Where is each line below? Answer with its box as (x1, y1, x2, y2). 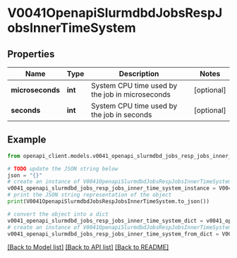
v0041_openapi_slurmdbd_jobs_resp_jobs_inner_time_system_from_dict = (7, 231, 219, 238)
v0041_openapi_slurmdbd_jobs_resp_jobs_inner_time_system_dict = (7, 217, 203, 224)
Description (119, 69, 159, 78)
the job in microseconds (90, 90, 171, 99)
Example (7, 134, 47, 146)
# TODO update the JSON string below (7, 165, 119, 172)
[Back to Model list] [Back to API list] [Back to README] (7, 243, 169, 252)
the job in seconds (90, 110, 152, 119)
